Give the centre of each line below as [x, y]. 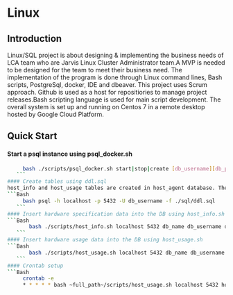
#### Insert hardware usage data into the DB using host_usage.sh [105, 240]
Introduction [35, 39]
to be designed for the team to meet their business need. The [95, 70]
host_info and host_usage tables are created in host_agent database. [111, 188]
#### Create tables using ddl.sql [57, 182]
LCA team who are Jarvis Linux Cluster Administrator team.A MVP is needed [116, 63]
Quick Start [32, 136]
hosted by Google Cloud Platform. [55, 114]
